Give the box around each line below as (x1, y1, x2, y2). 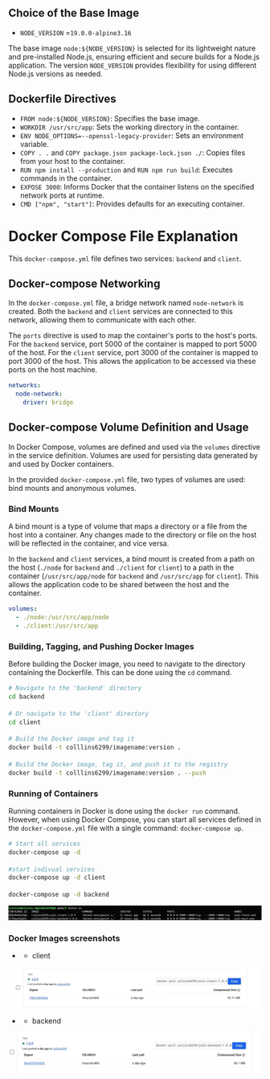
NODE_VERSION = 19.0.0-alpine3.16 (19, 27, 132, 37)
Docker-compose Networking (8, 276, 161, 290)
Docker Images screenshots (8, 932, 121, 943)
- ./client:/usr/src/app (15, 622, 99, 630)
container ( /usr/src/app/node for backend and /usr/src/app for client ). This (8, 571, 260, 581)
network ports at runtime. (19, 190, 104, 200)
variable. (19, 139, 50, 149)
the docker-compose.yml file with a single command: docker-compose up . (8, 823, 243, 832)
